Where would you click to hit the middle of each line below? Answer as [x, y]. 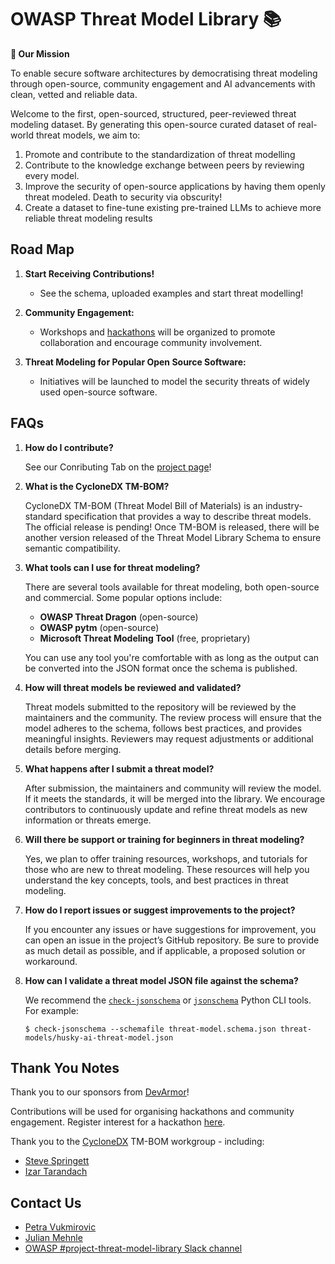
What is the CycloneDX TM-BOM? [97, 486]
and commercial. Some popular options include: [123, 597]
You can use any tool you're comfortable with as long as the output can [172, 657]
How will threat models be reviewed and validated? [133, 687]
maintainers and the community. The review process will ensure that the [173, 717]
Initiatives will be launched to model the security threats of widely [174, 381]
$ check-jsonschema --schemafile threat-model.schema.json [150, 1029]
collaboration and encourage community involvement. [151, 342]
